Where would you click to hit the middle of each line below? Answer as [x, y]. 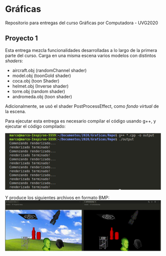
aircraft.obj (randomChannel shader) [49, 70]
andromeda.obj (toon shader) [42, 96]
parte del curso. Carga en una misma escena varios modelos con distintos [81, 55]
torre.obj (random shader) [39, 91]
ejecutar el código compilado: [35, 126]
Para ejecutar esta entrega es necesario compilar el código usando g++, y [81, 121]
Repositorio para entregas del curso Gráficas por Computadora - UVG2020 [82, 23]
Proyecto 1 [21, 38]
